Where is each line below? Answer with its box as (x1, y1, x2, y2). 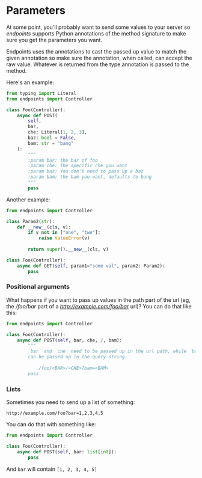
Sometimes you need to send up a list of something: (6, 399, 135, 406)
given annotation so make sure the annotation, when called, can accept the (6, 54, 192, 61)
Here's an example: (6, 79, 54, 86)
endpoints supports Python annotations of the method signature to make (6, 29, 186, 37)
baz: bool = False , (28, 135, 77, 141)
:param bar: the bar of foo (28, 157, 98, 163)
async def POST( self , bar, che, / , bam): (17, 337, 122, 343)
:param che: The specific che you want (28, 163, 128, 169)
